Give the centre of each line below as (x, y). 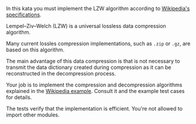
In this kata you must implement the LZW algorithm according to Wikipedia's (98, 8)
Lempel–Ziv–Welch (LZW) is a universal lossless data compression (86, 26)
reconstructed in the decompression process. (61, 73)
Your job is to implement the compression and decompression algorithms (94, 85)
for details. (19, 97)
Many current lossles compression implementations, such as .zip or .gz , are (98, 44)
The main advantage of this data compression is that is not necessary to (93, 61)
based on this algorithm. (35, 50)
